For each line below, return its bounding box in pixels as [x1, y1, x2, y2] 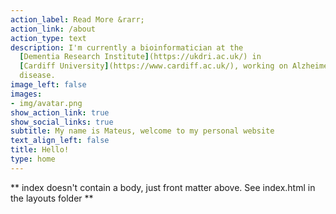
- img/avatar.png [10, 98, 83, 108]
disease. [19, 71, 56, 81]
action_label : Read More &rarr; [10, 14, 145, 25]
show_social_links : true [10, 117, 114, 127]
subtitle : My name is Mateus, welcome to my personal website [10, 126, 275, 136]
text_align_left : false [10, 136, 110, 146]
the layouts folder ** [10, 192, 94, 204]
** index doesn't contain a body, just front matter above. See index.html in [10, 181, 316, 193]
